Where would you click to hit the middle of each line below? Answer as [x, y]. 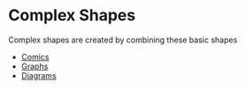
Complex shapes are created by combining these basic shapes [123, 40]
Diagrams [38, 75]
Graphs [35, 66]
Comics [35, 56]
